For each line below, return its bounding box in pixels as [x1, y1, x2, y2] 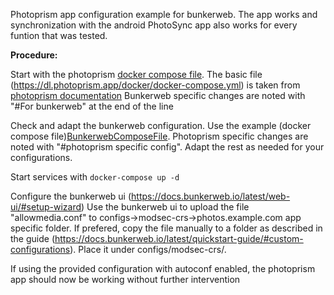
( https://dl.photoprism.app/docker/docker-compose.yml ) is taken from [10, 79, 301, 91]
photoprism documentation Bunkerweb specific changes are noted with [10, 90, 306, 101]
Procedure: [10, 49, 58, 61]
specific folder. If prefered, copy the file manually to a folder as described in [10, 222, 323, 234]
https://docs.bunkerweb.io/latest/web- [131, 190, 291, 202]
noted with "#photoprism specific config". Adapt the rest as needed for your [10, 141, 325, 153]
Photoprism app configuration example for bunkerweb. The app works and [10, 9, 318, 20]
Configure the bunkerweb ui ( [10, 190, 132, 202]
